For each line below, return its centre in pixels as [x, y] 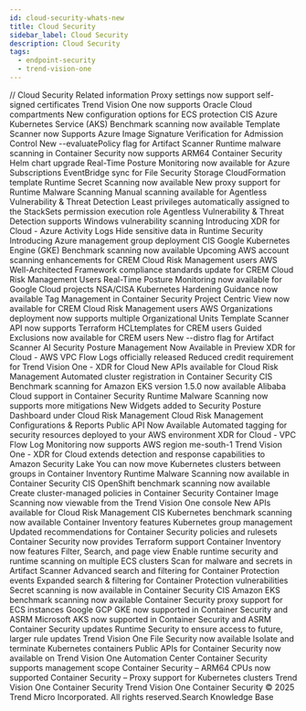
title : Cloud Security [53, 27]
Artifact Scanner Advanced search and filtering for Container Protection [145, 570]
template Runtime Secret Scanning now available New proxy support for [145, 182]
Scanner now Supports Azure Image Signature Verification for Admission [147, 133]
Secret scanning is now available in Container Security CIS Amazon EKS [145, 589]
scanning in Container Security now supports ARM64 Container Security [146, 153]
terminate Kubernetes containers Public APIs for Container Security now [145, 648]
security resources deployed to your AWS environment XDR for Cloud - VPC [153, 434]
